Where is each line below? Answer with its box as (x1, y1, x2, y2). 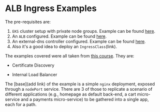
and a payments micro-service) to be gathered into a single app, (21, 96, 149, 102)
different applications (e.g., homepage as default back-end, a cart (5, 91, 136, 97)
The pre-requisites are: (5, 19, 51, 25)
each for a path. (5, 101, 37, 107)
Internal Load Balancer (12, 71, 58, 77)
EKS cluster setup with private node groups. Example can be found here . (12, 28, 156, 34)
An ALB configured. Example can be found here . (12, 33, 107, 39)
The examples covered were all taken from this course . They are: (5, 53, 134, 58)
